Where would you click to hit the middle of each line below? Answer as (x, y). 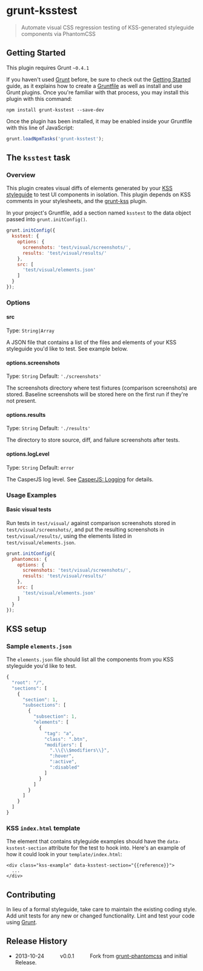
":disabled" (65, 767)
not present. (22, 401)
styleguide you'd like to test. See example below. (67, 349)
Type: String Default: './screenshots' (54, 376)
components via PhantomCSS (58, 33)
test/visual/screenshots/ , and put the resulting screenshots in (85, 529)
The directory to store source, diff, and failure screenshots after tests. (93, 440)
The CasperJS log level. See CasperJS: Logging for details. (80, 479)
